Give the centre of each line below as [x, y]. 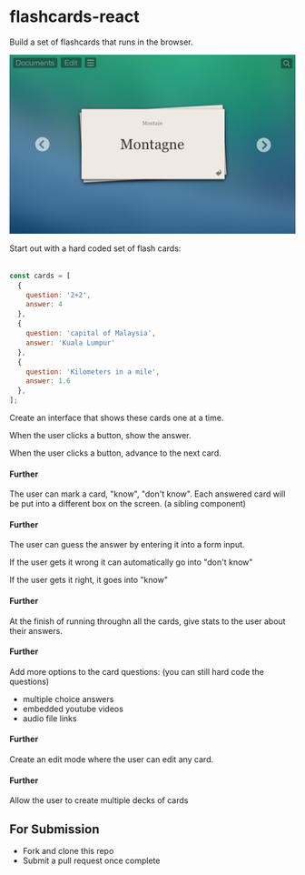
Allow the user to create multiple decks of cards [99, 800]
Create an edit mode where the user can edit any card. [112, 759]
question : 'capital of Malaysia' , [91, 334]
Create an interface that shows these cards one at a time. [117, 418]
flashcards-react [74, 17]
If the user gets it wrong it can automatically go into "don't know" [131, 562]
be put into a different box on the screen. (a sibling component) [128, 504]
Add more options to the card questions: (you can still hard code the [137, 671]
